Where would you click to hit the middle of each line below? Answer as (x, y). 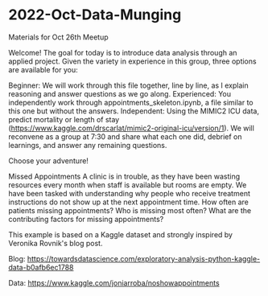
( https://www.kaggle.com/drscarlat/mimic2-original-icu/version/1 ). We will (132, 128)
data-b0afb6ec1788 (41, 267)
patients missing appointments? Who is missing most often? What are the (130, 210)
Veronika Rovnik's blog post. (56, 243)
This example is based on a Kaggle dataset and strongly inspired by (121, 234)
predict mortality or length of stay (64, 119)
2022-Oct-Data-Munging (95, 15)
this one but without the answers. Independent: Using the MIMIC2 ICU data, (134, 111)
